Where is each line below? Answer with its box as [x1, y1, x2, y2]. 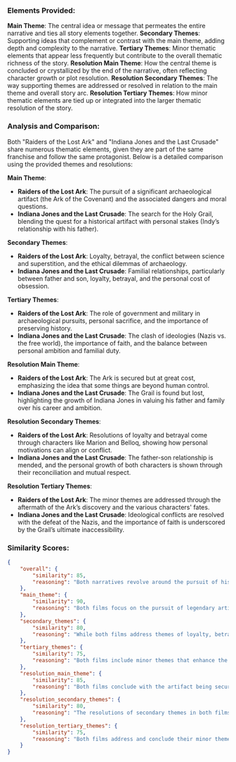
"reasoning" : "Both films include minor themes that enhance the [32, 657, 228, 664]
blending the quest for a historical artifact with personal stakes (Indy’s [17, 217, 220, 225]
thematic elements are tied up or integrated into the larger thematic [7, 96, 202, 105]
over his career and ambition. [17, 403, 103, 412]
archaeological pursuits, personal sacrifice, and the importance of [17, 316, 209, 325]
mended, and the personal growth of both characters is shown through [17, 460, 223, 469]
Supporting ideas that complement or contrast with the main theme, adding [7, 37, 225, 45]
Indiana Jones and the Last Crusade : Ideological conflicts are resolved [17, 510, 225, 519]
